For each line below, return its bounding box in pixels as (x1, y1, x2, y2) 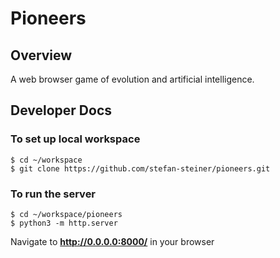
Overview (10, 47, 73, 64)
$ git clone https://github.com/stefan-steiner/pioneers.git (10, 163, 271, 174)
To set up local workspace (10, 132, 141, 146)
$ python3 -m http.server (10, 218, 118, 228)
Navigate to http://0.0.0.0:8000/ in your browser (10, 235, 215, 247)
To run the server (10, 187, 97, 201)
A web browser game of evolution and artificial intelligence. (10, 73, 255, 85)
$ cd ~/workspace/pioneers (10, 209, 123, 219)
